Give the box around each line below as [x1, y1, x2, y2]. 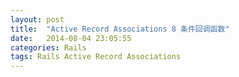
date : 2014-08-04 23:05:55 [10, 33, 132, 43]
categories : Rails [10, 42, 87, 53]
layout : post [10, 14, 65, 25]
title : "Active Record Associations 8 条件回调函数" [10, 24, 230, 34]
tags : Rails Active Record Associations [10, 52, 182, 62]
